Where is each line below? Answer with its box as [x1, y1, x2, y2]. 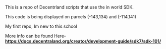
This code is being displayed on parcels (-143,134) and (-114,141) [5, 14, 137, 19]
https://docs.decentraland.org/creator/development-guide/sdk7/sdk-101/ [5, 38, 161, 44]
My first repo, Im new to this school [5, 23, 78, 29]
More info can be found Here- [5, 33, 66, 39]
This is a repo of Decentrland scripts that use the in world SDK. [5, 4, 134, 10]
